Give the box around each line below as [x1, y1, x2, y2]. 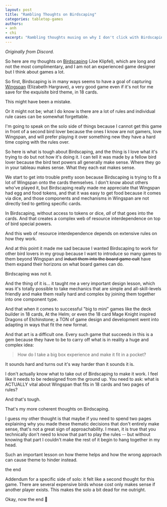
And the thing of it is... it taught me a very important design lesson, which [5, 280, 156, 286]
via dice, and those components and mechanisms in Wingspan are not [5, 195, 149, 201]
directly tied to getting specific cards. [5, 200, 82, 206]
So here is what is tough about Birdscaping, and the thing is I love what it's [5, 149, 158, 155]
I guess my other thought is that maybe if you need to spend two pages [5, 416, 152, 422]
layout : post [5, 7, 32, 12]
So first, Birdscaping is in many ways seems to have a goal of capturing [5, 78, 152, 84]
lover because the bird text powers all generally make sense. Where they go [5, 159, 161, 165]
